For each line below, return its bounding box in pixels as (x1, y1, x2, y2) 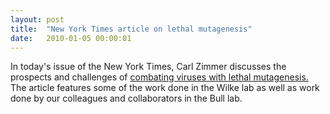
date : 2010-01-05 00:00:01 (10, 33, 132, 43)
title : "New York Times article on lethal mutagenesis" (10, 24, 253, 34)
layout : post (10, 14, 65, 25)
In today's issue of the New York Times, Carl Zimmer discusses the (10, 61, 287, 73)
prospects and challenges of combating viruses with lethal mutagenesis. (10, 71, 309, 83)
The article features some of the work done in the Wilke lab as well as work (10, 82, 320, 94)
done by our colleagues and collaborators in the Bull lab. (10, 92, 243, 105)
